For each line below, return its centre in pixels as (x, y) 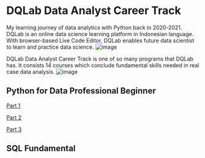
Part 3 (14, 129)
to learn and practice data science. (50, 47)
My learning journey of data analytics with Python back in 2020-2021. (94, 27)
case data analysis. (31, 71)
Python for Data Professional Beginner (81, 91)
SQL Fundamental (41, 149)
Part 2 (14, 117)
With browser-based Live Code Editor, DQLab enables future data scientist (100, 40)
